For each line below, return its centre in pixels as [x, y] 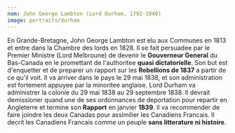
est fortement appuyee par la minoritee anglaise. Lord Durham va [102, 85]
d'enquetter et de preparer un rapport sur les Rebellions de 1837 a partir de [117, 70]
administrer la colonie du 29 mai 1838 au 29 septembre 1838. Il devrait [109, 92]
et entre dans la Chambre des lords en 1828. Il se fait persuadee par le [109, 48]
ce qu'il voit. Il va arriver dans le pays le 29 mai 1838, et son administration [115, 77]
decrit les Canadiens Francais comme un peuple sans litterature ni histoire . [117, 122]
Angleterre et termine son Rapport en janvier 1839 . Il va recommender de [114, 107]
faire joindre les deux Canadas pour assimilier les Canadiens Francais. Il [111, 114]
